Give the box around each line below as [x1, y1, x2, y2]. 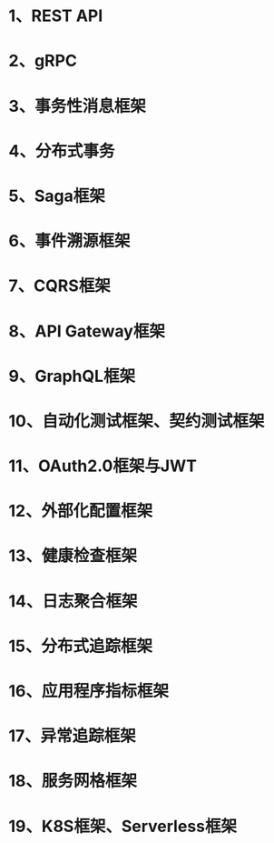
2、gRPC [8, 51, 78, 71]
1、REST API [8, 5, 103, 26]
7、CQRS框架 [8, 276, 111, 296]
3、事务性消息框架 [8, 95, 147, 116]
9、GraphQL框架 [8, 366, 136, 386]
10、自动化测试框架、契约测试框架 [8, 410, 265, 431]
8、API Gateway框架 [8, 321, 165, 341]
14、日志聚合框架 [8, 590, 138, 611]
